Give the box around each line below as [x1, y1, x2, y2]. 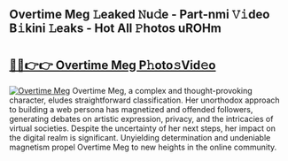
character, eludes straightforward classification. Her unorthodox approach [9, 95, 281, 105]
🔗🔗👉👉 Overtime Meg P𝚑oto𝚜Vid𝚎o [9, 57, 216, 73]
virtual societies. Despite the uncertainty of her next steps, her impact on [9, 123, 276, 134]
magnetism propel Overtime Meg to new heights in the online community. [9, 142, 277, 152]
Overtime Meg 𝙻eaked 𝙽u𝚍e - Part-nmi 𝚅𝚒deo [9, 7, 270, 22]
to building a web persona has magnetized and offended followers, [9, 104, 253, 114]
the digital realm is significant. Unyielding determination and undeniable [9, 133, 271, 142]
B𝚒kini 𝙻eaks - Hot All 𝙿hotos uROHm [9, 21, 222, 36]
